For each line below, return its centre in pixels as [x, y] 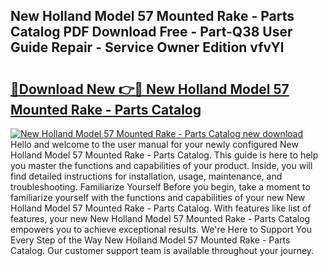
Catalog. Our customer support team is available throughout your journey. [162, 250]
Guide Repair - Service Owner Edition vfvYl [147, 47]
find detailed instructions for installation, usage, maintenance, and [146, 176]
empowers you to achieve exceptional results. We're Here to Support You [161, 229]
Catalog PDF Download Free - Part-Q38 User [151, 32]
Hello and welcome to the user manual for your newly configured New [154, 144]
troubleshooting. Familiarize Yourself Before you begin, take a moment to [160, 187]
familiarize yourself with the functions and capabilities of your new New [158, 197]
